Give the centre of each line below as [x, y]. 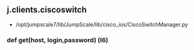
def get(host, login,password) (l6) [58, 40]
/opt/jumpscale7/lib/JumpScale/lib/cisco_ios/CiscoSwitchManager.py [102, 24]
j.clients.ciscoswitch [47, 10]
